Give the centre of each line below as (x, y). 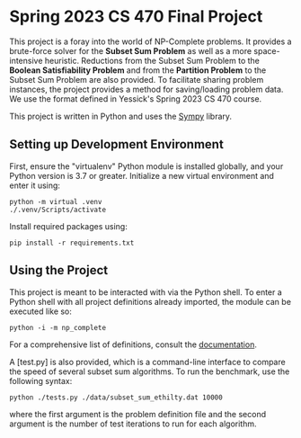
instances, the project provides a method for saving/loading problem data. (146, 89)
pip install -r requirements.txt (72, 243)
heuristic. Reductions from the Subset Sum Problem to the (152, 60)
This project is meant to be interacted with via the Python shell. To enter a (146, 292)
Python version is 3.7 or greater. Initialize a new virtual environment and (142, 175)
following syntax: (41, 380)
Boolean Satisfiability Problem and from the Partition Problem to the (138, 70)
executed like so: (40, 311)
